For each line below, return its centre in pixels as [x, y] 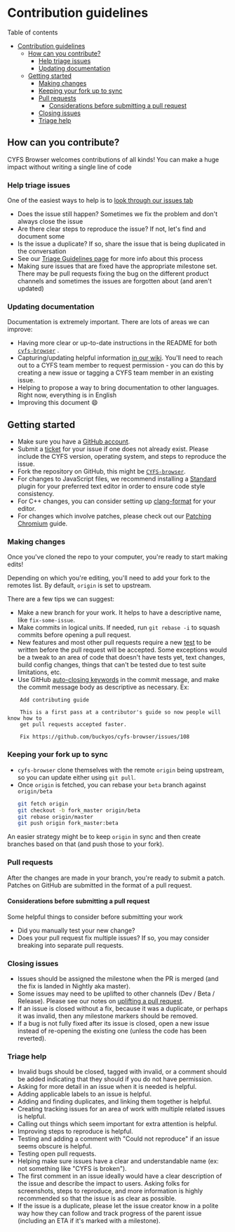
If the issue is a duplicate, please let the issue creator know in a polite [118, 1206]
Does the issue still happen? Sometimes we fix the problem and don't [117, 214]
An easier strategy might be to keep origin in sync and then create [104, 837]
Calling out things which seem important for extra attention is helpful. [117, 1124]
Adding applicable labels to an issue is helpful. [85, 1094]
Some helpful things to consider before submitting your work [95, 916]
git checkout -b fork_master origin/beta [79, 810]
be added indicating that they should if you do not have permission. [115, 1079]
